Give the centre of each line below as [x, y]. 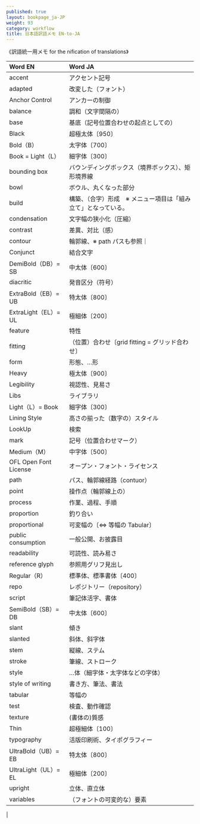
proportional [26, 525]
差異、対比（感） [93, 230]
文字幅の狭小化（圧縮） [102, 219]
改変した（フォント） [99, 89]
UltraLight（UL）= [35, 770]
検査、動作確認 [90, 706]
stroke [18, 662]
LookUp [20, 429]
